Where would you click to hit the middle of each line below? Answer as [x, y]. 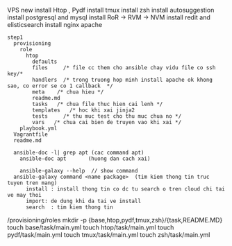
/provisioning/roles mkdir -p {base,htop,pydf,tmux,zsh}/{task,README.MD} [115, 220]
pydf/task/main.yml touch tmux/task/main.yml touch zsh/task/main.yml [109, 235]
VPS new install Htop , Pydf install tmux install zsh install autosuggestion [111, 10]
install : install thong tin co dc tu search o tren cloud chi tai [125, 189]
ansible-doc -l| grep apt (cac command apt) [79, 152]
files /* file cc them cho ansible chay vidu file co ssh [124, 68]
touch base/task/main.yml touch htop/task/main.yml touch [91, 227]
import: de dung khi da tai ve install [83, 201]
